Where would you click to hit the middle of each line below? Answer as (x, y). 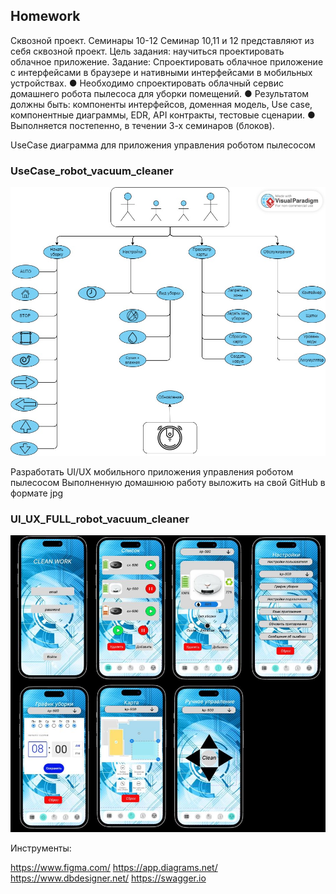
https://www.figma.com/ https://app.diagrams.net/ (114, 868)
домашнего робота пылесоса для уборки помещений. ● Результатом (160, 93)
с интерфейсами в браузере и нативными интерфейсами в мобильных (161, 72)
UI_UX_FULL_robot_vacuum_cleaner (100, 519)
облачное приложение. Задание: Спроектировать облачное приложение (167, 61)
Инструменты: (41, 848)
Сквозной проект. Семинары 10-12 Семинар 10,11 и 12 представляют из (162, 40)
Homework (45, 16)
